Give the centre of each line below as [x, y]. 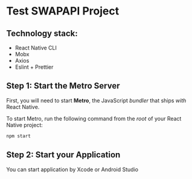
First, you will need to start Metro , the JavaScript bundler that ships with [96, 100]
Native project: [25, 125]
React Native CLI [36, 48]
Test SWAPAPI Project [63, 11]
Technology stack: [42, 33]
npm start [19, 136]
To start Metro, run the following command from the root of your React [94, 118]
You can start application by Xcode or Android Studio [72, 169]
